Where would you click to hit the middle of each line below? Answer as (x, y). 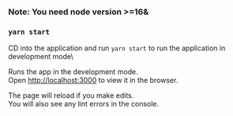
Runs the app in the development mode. (73, 72)
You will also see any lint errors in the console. (84, 104)
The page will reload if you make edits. (71, 95)
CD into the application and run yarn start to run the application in (117, 48)
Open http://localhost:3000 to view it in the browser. (93, 80)
